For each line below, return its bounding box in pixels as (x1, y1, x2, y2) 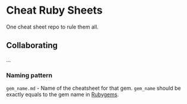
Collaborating (6, 40, 58, 51)
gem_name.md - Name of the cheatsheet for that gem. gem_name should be (6, 84, 181, 92)
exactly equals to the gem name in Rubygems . (6, 91, 119, 98)
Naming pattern (6, 71, 53, 79)
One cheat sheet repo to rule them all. (6, 23, 99, 30)
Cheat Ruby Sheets (6, 4, 103, 17)
